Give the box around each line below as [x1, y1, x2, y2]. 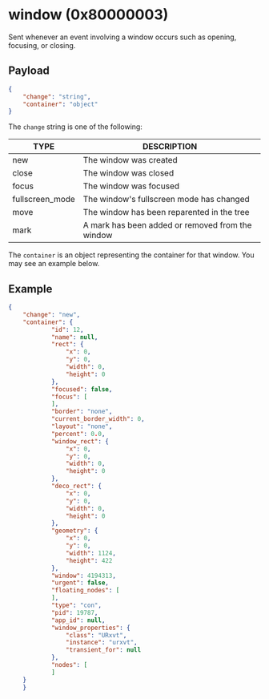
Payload [8, 64, 50, 78]
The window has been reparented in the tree [82, 207, 250, 218]
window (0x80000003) [8, 6, 169, 24]
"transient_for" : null [65, 646, 142, 654]
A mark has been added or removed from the [82, 220, 252, 231]
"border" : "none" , [50, 407, 113, 416]
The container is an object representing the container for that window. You [8, 250, 255, 260]
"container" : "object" [22, 100, 98, 108]
